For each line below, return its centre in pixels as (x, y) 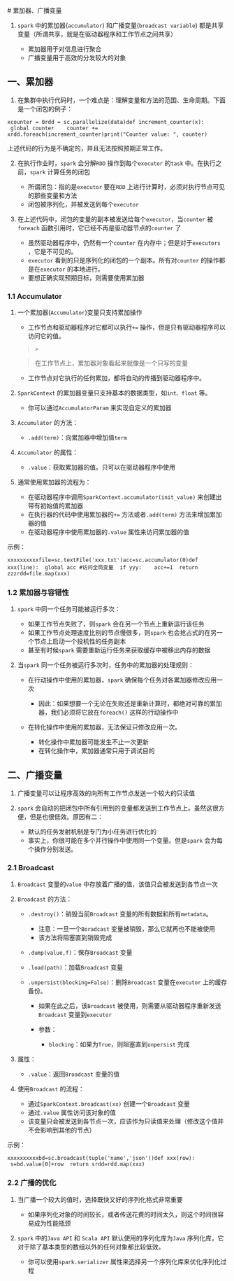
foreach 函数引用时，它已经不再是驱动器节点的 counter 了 (99, 227)
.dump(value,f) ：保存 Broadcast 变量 (80, 952)
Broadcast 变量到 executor (75, 1014)
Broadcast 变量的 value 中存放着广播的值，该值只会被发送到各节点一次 (117, 884)
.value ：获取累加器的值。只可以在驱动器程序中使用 (102, 468)
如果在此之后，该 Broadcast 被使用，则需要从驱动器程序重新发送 (130, 1005)
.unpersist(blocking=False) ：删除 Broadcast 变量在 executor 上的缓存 (127, 982)
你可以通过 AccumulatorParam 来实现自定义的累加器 (100, 408)
